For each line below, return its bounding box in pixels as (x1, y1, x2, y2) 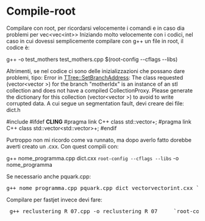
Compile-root (6, 4, 76, 18)
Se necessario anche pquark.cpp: (6, 172, 92, 180)
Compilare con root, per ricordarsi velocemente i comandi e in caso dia (6, 24, 185, 32)
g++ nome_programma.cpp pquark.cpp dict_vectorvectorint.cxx (6, 184, 193, 191)
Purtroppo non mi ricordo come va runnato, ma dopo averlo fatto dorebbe (6, 136, 192, 144)
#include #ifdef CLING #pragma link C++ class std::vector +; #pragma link (6, 118, 192, 125)
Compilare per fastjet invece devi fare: (6, 196, 103, 203)
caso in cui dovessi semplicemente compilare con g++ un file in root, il (6, 37, 184, 44)
